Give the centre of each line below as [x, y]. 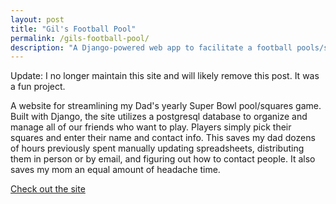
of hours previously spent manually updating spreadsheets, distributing [157, 148]
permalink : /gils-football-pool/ [80, 38]
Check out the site [48, 189]
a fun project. [38, 87]
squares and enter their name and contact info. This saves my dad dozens [163, 138]
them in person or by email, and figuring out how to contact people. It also [163, 159]
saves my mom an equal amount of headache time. [115, 170]
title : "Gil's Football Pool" [73, 29]
